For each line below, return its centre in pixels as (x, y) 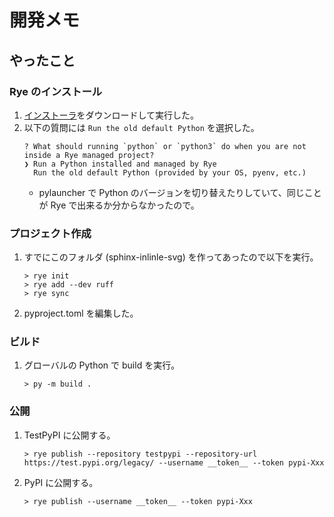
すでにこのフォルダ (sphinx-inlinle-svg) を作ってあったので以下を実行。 (171, 257)
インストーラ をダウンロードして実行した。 (111, 115)
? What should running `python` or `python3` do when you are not (165, 146)
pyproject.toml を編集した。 (81, 313)
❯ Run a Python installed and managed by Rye (120, 164)
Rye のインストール (56, 91)
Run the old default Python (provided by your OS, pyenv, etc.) (170, 172)
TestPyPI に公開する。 (69, 435)
